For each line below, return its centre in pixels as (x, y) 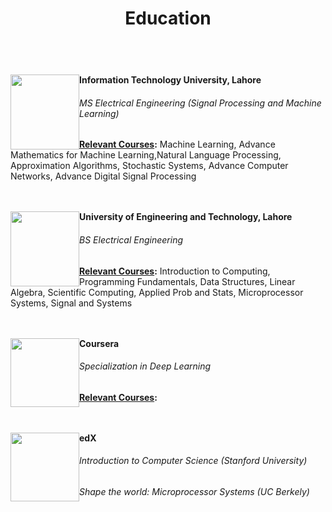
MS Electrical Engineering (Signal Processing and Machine (200, 103)
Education (168, 18)
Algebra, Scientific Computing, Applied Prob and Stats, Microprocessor (157, 292)
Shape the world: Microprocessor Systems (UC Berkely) (194, 491)
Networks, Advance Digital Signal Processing (103, 176)
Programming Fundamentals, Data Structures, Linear (187, 281)
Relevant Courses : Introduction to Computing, (175, 271)
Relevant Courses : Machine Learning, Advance (177, 144)
